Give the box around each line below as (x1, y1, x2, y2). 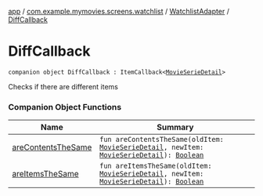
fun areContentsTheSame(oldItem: (99, 135, 225, 144)
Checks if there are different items (8, 82, 119, 91)
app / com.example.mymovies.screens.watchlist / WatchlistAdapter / (8, 7, 229, 16)
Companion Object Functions (8, 101, 122, 112)
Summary (156, 122, 194, 132)
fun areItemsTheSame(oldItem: (99, 162, 212, 171)
